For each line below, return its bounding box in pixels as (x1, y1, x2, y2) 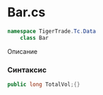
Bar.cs (7, 4, 46, 21)
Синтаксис (7, 65, 47, 74)
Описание (7, 47, 37, 55)
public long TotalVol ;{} (7, 81, 80, 88)
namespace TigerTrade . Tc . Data (7, 28, 97, 35)
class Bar (20, 34, 49, 41)
